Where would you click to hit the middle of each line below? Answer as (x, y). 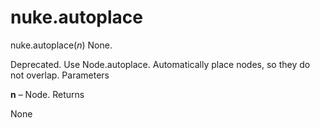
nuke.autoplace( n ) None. (61, 45)
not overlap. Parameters (60, 75)
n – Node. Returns (47, 94)
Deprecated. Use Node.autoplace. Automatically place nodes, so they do (160, 64)
